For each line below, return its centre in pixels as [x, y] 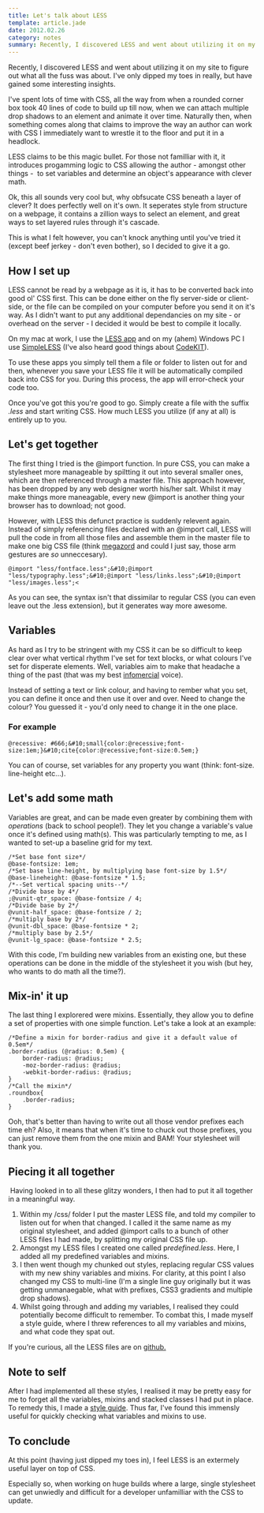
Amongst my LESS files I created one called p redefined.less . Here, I [129, 1248]
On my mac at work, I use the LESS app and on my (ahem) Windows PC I [126, 338]
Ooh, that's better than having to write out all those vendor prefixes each [126, 1121]
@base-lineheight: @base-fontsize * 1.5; [77, 877]
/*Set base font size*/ [47, 857]
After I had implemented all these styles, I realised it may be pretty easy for [130, 1391]
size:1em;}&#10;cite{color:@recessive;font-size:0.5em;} [104, 750]
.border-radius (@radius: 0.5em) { [67, 1052]
